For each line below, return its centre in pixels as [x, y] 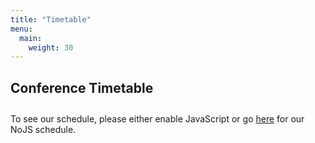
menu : [21, 29]
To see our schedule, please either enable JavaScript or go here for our [157, 118]
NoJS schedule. [43, 129]
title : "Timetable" [51, 19]
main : [31, 38]
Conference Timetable [82, 87]
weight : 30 [51, 47]
